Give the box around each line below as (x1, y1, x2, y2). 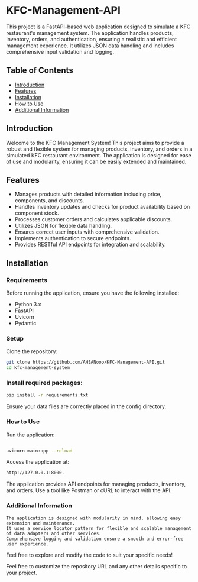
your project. (6, 569, 37, 576)
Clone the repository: (6, 348, 58, 355)
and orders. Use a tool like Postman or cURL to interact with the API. (6, 487, 173, 494)
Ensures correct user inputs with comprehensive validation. (14, 228, 160, 235)
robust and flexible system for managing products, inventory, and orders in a (6, 145, 193, 153)
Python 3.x (14, 301, 41, 308)
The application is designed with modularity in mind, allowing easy (6, 515, 181, 521)
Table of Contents (6, 66, 74, 76)
